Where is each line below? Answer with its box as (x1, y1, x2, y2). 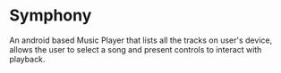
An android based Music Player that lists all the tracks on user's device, (9, 35, 273, 45)
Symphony (9, 5, 92, 26)
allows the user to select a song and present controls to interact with (9, 44, 262, 54)
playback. (9, 53, 46, 64)
